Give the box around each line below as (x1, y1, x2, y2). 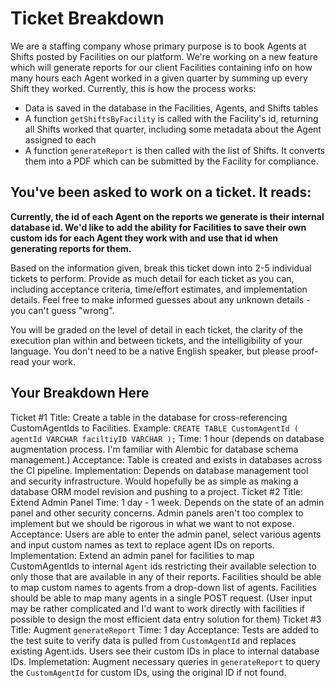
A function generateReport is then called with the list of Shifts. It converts (24, 144, 326, 156)
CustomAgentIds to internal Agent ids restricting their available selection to (10, 560, 317, 572)
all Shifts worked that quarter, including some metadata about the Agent (24, 123, 322, 135)
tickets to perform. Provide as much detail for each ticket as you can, (10, 272, 295, 284)
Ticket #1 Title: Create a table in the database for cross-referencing (10, 411, 288, 423)
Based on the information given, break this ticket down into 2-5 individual (10, 262, 312, 274)
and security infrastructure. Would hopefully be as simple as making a (10, 475, 299, 487)
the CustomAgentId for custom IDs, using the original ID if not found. (10, 666, 287, 678)
